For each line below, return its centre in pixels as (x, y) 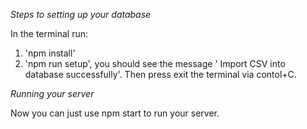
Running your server (52, 93)
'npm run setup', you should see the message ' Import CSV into (155, 63)
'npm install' (50, 53)
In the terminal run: (49, 33)
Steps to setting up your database (81, 14)
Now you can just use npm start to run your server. (115, 113)
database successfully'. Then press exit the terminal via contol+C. (160, 74)
